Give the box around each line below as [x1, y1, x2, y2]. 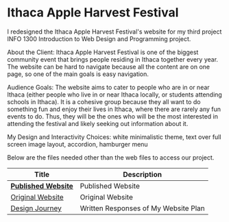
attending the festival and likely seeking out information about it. [7, 119, 189, 127]
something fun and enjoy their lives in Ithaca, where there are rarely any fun [7, 105, 221, 113]
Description [123, 169, 162, 179]
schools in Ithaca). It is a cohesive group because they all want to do [7, 97, 201, 106]
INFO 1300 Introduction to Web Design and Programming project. [7, 34, 191, 42]
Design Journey [10, 203, 62, 213]
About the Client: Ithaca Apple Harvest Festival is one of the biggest [7, 48, 199, 56]
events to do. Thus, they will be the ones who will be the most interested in [7, 112, 218, 121]
